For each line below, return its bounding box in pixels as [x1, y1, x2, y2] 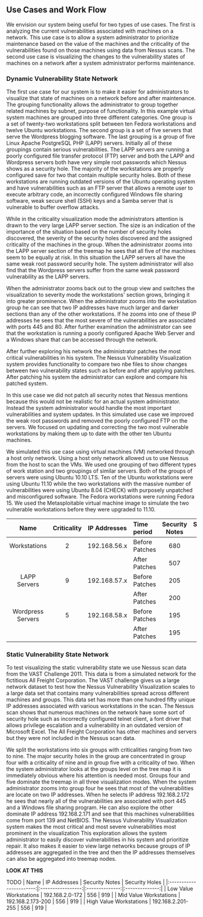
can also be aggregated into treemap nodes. [6, 855, 117, 863]
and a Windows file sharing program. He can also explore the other [6, 804, 173, 811]
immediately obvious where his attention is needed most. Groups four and [6, 772, 190, 779]
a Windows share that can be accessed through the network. [6, 336, 158, 343]
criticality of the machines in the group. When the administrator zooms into [6, 241, 193, 248]
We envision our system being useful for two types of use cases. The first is [6, 21, 196, 28]
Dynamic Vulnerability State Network [6, 74, 118, 83]
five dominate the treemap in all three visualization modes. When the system [6, 778, 196, 785]
